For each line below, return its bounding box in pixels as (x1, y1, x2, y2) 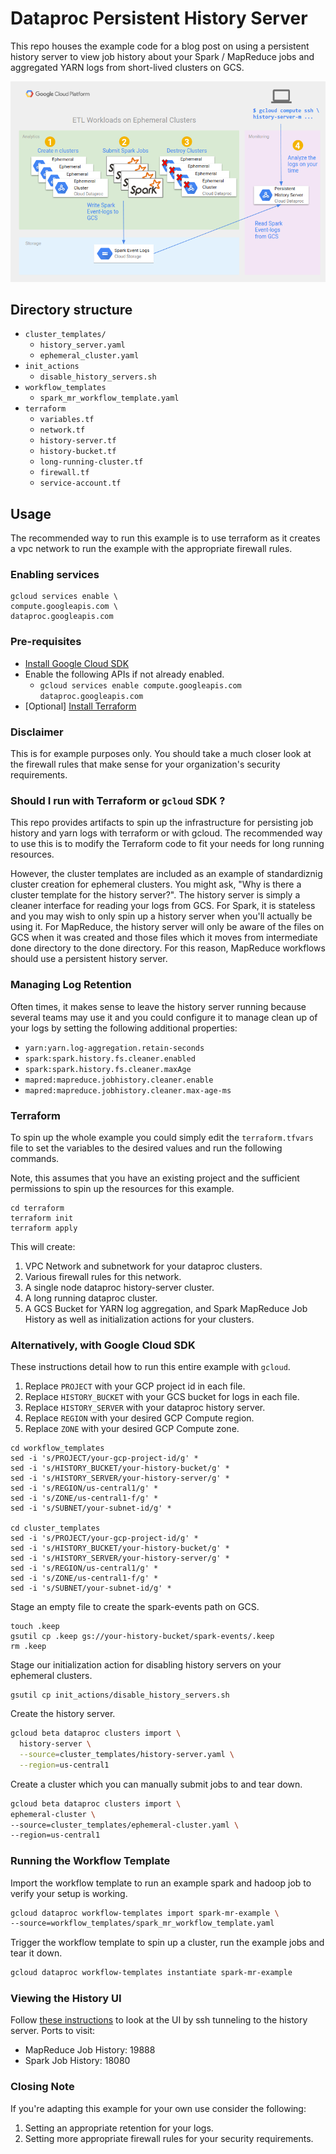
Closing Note (10, 2080, 75, 2094)
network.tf (39, 425, 86, 436)
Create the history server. (10, 1708, 116, 1720)
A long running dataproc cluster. (24, 1292, 158, 1304)
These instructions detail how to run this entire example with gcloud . (10, 1361, 291, 1373)
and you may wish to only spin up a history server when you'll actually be (10, 910, 313, 922)
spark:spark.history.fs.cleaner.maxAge (24, 1064, 192, 1074)
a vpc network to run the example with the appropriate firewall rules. (10, 543, 293, 555)
